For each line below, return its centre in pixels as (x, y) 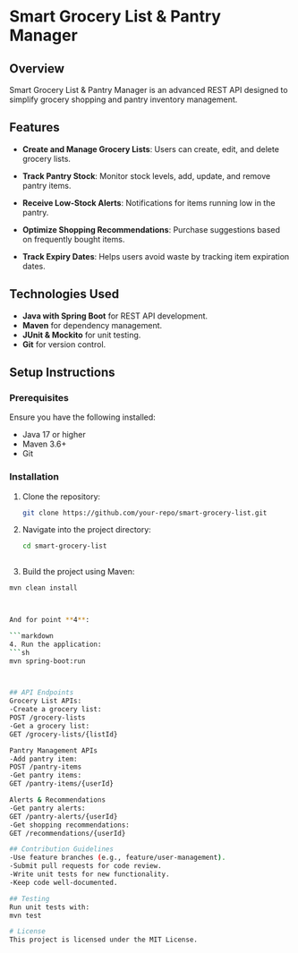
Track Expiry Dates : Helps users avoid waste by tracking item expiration (156, 256)
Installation (34, 477)
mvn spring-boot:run (48, 661)
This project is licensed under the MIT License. (104, 940)
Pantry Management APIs (54, 750)
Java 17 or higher (54, 435)
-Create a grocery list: (55, 710)
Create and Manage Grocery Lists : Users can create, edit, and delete (151, 149)
